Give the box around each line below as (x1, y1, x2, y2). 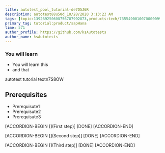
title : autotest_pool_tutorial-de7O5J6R (5, 7, 89, 12)
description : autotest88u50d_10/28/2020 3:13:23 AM (5, 12, 113, 17)
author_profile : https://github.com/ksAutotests (5, 30, 107, 35)
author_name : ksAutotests (5, 35, 58, 40)
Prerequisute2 (12, 109, 41, 114)
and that (12, 67, 29, 73)
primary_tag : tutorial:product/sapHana (5, 21, 87, 26)
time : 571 (5, 25, 26, 30)
